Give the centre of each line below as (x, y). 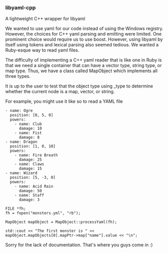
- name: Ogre (19, 111)
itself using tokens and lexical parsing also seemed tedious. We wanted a (82, 45)
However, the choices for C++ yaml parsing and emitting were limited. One (83, 34)
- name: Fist (28, 133)
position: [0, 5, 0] (32, 115)
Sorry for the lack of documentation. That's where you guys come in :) (79, 245)
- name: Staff (29, 195)
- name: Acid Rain (34, 187)
